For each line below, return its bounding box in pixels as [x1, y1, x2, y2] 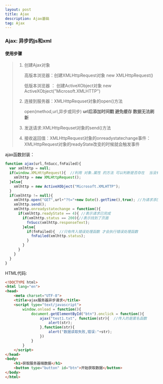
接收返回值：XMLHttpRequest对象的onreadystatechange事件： [24, 135, 151, 141]
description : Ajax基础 [5, 16, 49, 21]
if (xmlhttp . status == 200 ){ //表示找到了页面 [22, 216, 109, 220]
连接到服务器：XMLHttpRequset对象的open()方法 [24, 98, 123, 104]
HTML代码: [5, 270, 28, 276]
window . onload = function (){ [22, 307, 81, 312]
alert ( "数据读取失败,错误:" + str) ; [48, 330, 113, 334]
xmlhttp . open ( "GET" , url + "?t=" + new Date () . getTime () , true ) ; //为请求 [14, 198, 153, 202]
